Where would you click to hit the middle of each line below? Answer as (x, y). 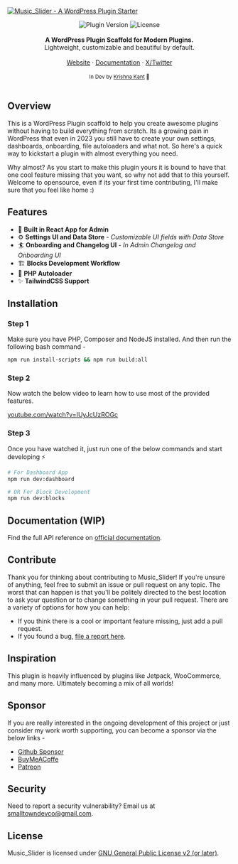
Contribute (32, 560)
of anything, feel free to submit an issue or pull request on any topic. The (114, 584)
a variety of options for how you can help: (69, 607)
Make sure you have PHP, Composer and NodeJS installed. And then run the (119, 339)
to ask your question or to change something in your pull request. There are (118, 600)
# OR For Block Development (49, 492)
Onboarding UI (39, 255)
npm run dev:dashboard (41, 479)
